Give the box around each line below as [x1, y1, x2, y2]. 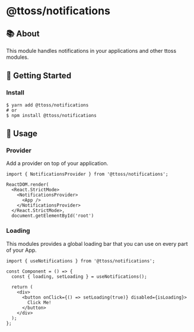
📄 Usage [6, 129, 37, 139]
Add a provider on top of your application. [6, 160, 109, 167]
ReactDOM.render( [6, 182, 49, 188]
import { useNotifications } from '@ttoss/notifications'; [6, 258, 155, 264]
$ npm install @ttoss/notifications [6, 112, 97, 118]
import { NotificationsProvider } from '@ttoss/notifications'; [6, 171, 168, 178]
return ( [11, 284, 33, 290]
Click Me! [27, 299, 52, 305]
